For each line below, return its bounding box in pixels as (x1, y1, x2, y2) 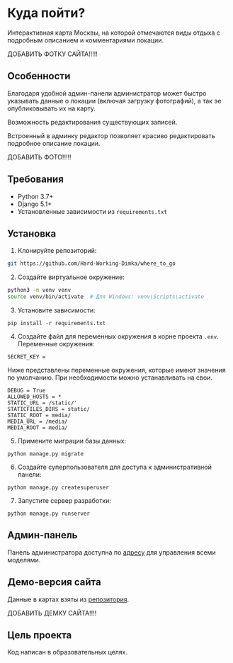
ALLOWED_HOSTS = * (7, 393, 62, 400)
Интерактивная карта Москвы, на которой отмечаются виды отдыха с (7, 28, 221, 37)
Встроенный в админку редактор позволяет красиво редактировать (7, 131, 216, 140)
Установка (7, 227, 57, 239)
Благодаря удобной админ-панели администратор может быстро (7, 89, 207, 97)
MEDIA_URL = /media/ (7, 418, 69, 425)
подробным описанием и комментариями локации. (7, 35, 164, 44)
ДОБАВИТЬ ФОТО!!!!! (7, 152, 72, 161)
